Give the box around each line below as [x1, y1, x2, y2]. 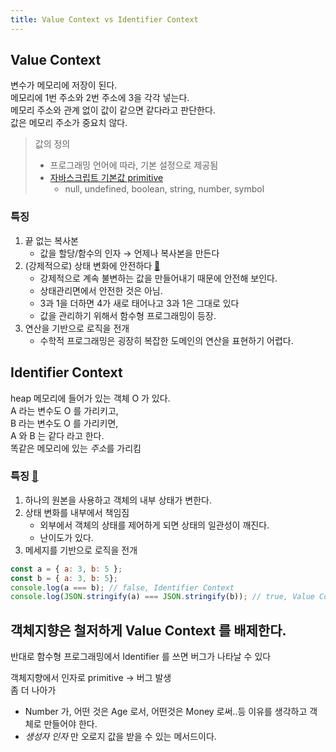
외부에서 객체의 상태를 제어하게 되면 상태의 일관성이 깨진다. [39, 519, 270, 531]
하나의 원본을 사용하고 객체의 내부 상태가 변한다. [24, 494, 212, 506]
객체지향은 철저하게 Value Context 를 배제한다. [10, 622, 287, 639]
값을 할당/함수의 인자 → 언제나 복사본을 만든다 [39, 247, 220, 259]
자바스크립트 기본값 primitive [49, 172, 164, 184]
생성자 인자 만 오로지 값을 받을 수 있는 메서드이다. [24, 731, 217, 743]
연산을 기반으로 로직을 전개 [24, 322, 130, 334]
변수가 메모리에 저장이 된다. [10, 79, 118, 91]
